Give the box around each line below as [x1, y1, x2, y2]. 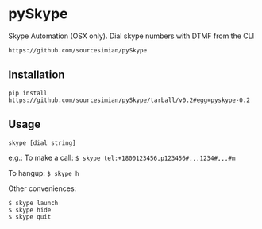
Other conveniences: [8, 184, 77, 193]
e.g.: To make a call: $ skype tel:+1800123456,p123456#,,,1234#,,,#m [8, 153, 236, 162]
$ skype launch [8, 199, 59, 207]
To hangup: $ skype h [8, 168, 79, 177]
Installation [8, 68, 65, 82]
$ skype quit [8, 212, 52, 221]
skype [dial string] [8, 138, 77, 147]
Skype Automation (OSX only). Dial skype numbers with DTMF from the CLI [8, 31, 255, 41]
